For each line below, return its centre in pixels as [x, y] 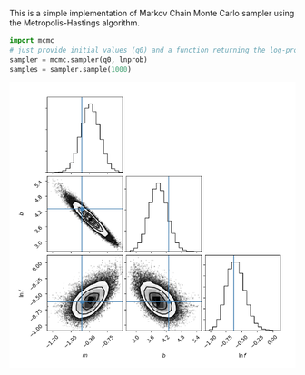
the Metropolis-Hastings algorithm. [75, 23]
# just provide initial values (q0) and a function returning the [138, 50]
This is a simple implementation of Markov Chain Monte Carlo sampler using [152, 13]
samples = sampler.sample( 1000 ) [70, 69]
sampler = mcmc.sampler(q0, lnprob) [79, 59]
